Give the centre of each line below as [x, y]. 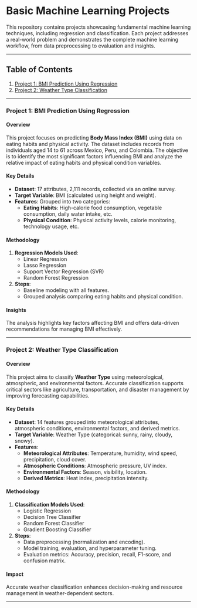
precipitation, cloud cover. [55, 459]
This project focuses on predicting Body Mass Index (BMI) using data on [94, 137]
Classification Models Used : [50, 505]
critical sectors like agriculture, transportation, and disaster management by [98, 389]
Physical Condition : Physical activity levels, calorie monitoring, [100, 220]
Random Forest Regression [56, 278]
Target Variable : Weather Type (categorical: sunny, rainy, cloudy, [94, 434]
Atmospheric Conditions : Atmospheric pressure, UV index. [95, 466]
